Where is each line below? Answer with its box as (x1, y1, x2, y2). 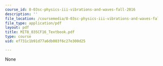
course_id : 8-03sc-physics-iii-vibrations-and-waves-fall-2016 (5, 7, 136, 12)
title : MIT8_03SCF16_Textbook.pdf (5, 30, 75, 34)
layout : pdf (5, 25, 29, 30)
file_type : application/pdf (5, 20, 62, 26)
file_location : (5, 16, 36, 21)
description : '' (5, 12, 38, 16)
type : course (5, 34, 32, 39)
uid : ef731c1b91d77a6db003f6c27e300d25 (5, 39, 86, 44)
